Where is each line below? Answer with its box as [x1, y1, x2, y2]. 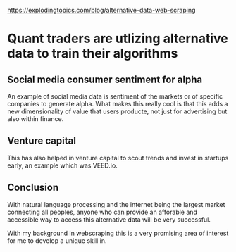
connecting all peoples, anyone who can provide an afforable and [7, 208, 197, 216]
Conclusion [7, 182, 59, 194]
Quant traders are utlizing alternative [7, 31, 228, 46]
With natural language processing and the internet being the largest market [7, 200, 225, 208]
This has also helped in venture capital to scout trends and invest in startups [7, 153, 229, 162]
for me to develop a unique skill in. [7, 236, 107, 245]
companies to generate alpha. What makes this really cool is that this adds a [7, 100, 228, 108]
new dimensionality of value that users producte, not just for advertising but [7, 107, 228, 115]
